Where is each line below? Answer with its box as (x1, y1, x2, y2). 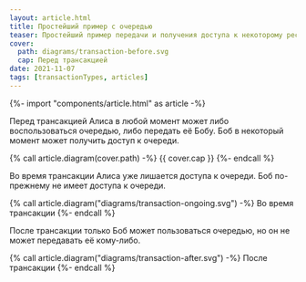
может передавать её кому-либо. (9, 235, 141, 245)
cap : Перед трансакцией (17, 56, 107, 65)
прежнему (9, 180, 50, 191)
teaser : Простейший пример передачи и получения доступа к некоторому (9, 30, 283, 39)
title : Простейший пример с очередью (9, 22, 153, 31)
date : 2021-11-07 (9, 65, 76, 74)
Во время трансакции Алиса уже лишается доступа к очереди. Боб (9, 170, 273, 181)
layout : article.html (9, 13, 92, 23)
